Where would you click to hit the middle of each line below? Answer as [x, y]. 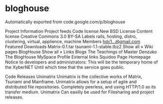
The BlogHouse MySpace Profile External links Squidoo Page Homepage [78, 57]
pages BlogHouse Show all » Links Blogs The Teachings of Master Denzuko [81, 52]
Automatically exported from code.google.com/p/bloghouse [65, 22]
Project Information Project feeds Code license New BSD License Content [79, 31]
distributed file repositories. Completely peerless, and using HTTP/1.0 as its [81, 87]
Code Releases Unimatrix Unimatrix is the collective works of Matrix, [74, 76]
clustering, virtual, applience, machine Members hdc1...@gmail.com [73, 41]
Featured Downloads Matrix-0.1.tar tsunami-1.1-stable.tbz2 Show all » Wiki [79, 46]
